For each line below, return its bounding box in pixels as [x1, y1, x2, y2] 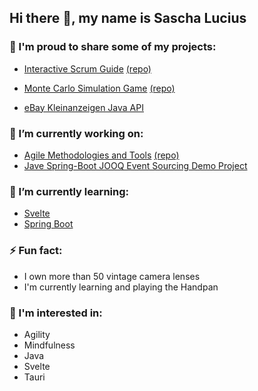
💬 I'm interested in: [9, 306, 103, 320]
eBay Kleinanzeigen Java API [23, 101, 144, 113]
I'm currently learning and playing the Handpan [23, 281, 219, 293]
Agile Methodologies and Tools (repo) [23, 149, 180, 161]
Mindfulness [23, 339, 76, 351]
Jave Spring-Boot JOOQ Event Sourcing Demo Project [23, 159, 248, 171]
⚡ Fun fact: [9, 244, 63, 258]
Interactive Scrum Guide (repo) [23, 62, 152, 75]
